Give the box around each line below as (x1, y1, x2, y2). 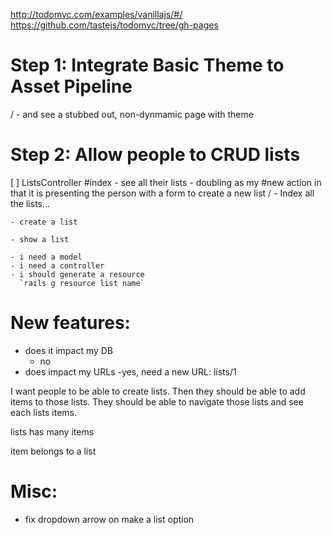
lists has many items (10, 425, 95, 438)
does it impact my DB (24, 344, 114, 356)
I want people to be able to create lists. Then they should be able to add (10, 385, 306, 397)
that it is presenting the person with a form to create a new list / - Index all (10, 187, 315, 199)
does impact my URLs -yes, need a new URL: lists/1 (24, 365, 237, 378)
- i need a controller (10, 260, 105, 271)
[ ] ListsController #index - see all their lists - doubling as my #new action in (10, 176, 322, 188)
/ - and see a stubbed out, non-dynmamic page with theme (10, 108, 254, 120)
